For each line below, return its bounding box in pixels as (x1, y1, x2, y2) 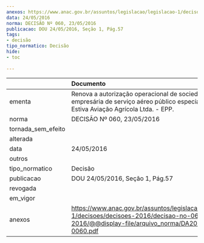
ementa (9, 97, 32, 105)
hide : (6, 49, 20, 55)
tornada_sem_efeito (9, 124, 66, 133)
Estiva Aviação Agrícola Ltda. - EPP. (71, 105, 174, 113)
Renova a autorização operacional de (71, 90, 178, 98)
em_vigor (9, 194, 35, 202)
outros (9, 154, 29, 163)
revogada (9, 184, 36, 192)
